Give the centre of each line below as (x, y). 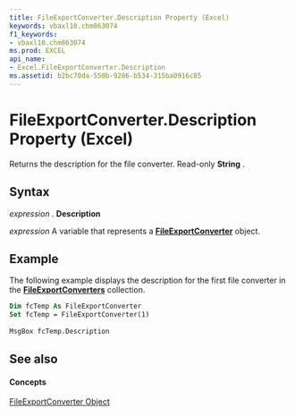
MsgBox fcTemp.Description (59, 331)
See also (34, 359)
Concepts (28, 382)
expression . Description (55, 213)
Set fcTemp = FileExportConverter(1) (80, 315)
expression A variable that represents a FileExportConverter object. (135, 231)
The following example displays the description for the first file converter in (147, 280)
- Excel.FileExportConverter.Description (88, 68)
